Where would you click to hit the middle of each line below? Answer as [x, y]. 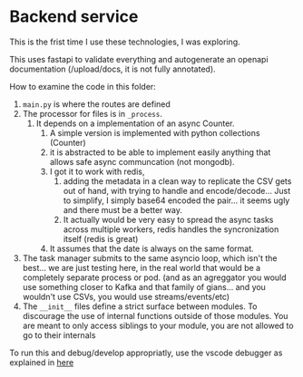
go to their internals [59, 335]
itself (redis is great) [101, 238]
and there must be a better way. [123, 209]
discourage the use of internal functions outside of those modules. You [155, 315]
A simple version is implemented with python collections [155, 132]
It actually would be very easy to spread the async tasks [168, 219]
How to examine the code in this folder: [83, 86]
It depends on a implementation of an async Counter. [135, 123]
